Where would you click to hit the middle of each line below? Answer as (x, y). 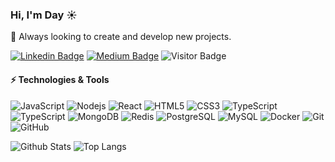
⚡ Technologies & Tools (60, 79)
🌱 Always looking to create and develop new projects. (121, 37)
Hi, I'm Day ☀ (44, 15)
